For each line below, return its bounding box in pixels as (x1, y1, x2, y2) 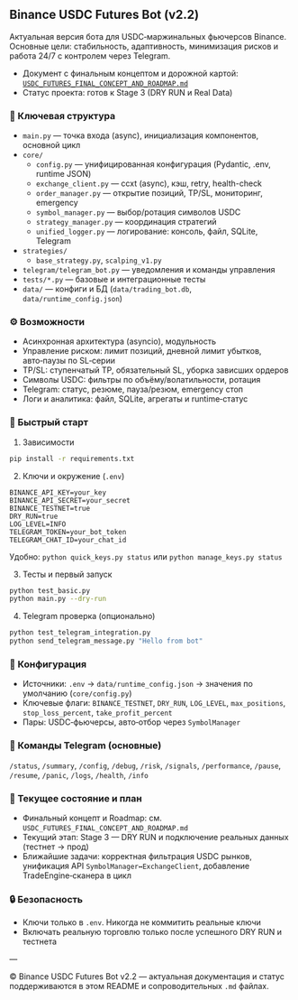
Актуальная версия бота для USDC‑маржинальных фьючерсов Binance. (9, 31, 286, 42)
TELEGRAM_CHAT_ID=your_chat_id (9, 535, 127, 544)
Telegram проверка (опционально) (22, 611, 156, 622)
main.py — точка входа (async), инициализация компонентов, (22, 130, 259, 141)
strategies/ (22, 247, 68, 256)
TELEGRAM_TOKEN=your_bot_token (9, 527, 127, 536)
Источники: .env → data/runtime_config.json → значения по (22, 679, 254, 690)
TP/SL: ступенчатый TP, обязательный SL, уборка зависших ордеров (22, 365, 289, 375)
